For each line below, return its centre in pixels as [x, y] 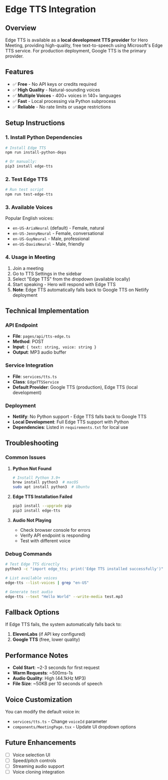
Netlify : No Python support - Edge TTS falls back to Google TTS [79, 416]
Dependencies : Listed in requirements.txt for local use [70, 427]
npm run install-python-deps [36, 152]
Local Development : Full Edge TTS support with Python [71, 422]
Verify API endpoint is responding [55, 535]
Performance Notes [37, 655]
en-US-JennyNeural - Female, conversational [58, 234]
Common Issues [26, 458]
